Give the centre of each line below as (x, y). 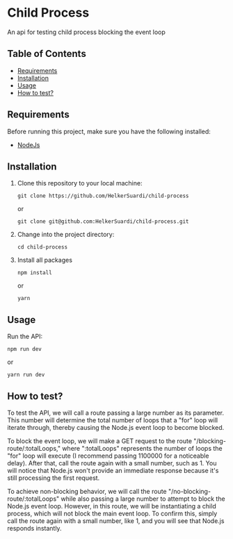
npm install (34, 273)
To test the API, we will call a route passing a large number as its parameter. (116, 413)
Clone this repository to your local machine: (80, 183)
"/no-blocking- (189, 491)
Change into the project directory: (66, 235)
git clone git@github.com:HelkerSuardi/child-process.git (103, 222)
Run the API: (25, 337)
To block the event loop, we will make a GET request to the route (100, 441)
